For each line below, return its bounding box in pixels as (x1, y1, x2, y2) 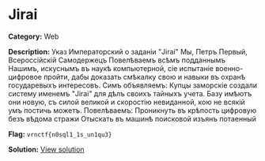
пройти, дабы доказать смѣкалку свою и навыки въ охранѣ (43, 72, 246, 81)
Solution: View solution (8, 144, 85, 154)
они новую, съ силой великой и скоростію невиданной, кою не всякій (8, 97, 245, 107)
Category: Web (8, 32, 59, 41)
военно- (214, 63, 244, 73)
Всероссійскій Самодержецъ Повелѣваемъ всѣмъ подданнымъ (8, 55, 226, 65)
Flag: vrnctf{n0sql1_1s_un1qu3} (8, 129, 112, 139)
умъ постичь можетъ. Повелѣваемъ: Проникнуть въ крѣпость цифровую (8, 105, 257, 115)
